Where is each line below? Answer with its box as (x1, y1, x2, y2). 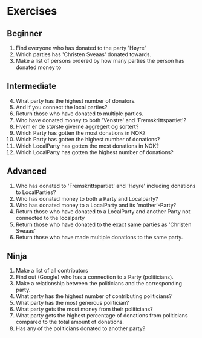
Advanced (7, 166, 47, 177)
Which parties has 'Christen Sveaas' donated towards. (15, 51, 152, 58)
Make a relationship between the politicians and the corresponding (15, 280, 183, 287)
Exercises (7, 4, 57, 18)
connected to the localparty (15, 214, 85, 221)
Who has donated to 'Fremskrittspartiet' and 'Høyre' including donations (15, 182, 196, 189)
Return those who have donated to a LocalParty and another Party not (15, 207, 191, 215)
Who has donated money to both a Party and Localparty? (15, 195, 159, 202)
